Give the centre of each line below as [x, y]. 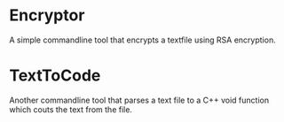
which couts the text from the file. [71, 109]
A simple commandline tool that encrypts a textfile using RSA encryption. [143, 40]
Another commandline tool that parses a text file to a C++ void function [139, 100]
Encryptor [47, 15]
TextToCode [55, 76]
